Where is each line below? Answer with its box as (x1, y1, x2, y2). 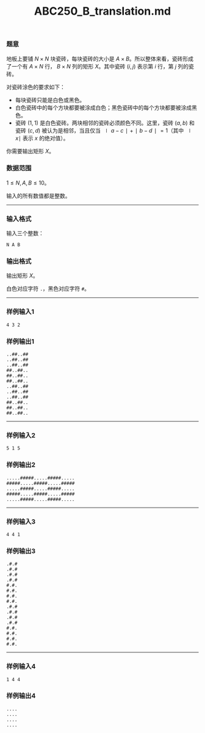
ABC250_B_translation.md (34, 4, 171, 18)
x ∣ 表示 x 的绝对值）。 (15, 134, 69, 142)
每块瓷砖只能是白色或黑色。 (15, 96, 85, 103)
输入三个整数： (6, 230, 44, 237)
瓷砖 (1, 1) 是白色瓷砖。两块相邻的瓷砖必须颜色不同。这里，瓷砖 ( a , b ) (15, 119, 188, 126)
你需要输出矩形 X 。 (6, 147, 55, 155)
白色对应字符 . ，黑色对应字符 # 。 (6, 285, 90, 293)
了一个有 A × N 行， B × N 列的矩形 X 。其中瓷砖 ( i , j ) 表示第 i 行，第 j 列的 (6, 62, 189, 70)
